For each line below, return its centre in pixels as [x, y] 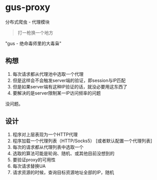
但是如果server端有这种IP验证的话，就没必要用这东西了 [70, 86]
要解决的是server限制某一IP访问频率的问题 [57, 93]
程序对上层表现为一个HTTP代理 [45, 134]
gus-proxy [28, 7]
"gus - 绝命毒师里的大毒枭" [33, 43]
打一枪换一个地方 [35, 32]
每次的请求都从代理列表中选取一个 [48, 147]
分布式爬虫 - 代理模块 [28, 22]
